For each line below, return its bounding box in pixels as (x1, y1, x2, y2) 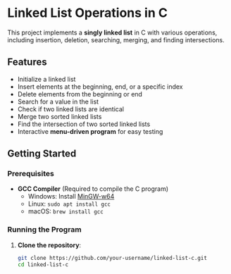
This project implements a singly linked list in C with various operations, (7, 28, 218, 37)
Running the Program (7, 225, 82, 235)
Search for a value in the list (17, 97, 99, 106)
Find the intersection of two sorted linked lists (17, 120, 151, 128)
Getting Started (7, 148, 77, 160)
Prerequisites (7, 169, 54, 179)
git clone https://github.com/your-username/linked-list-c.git (17, 254, 208, 261)
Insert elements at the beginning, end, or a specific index (17, 82, 183, 91)
